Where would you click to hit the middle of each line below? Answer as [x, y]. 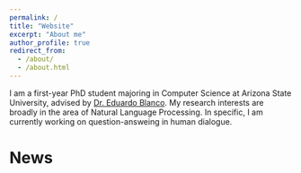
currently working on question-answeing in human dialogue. [121, 121]
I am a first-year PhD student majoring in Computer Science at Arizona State [150, 93]
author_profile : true [50, 43]
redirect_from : [38, 51]
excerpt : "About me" [48, 34]
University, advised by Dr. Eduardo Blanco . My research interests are [137, 102]
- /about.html [44, 68]
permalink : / [34, 17]
